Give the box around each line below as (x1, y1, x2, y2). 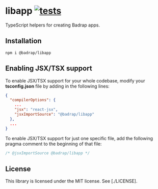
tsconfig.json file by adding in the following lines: (5, 83, 110, 89)
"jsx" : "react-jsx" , (14, 107, 58, 112)
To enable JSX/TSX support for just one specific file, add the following (5, 135, 153, 141)
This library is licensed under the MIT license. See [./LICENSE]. (5, 178, 138, 184)
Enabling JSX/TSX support (5, 64, 93, 73)
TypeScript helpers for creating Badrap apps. (5, 22, 100, 28)
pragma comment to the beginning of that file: (5, 141, 102, 147)
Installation (5, 37, 42, 45)
